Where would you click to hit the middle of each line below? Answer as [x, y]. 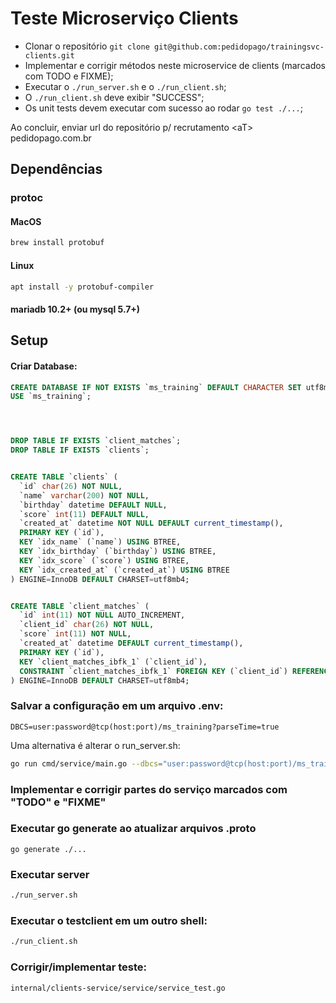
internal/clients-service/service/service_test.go [118, 988]
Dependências [56, 169]
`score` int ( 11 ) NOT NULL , [75, 634]
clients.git [49, 55]
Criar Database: [44, 366]
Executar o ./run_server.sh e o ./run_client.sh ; [125, 86]
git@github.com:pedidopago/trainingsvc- [239, 47]
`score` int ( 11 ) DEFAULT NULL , [84, 514]
